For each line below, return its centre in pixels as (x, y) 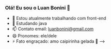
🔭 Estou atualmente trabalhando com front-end (59, 18)
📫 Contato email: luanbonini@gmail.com (53, 29)
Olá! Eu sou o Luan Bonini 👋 (38, 8)
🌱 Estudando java (29, 23)
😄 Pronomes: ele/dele (34, 36)
